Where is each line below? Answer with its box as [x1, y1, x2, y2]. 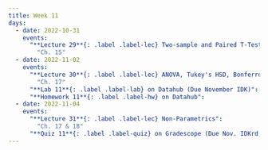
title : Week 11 [8, 11, 59, 20]
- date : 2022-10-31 [15, 26, 81, 34]
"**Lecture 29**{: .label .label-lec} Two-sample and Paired [29, 41, 238, 49]
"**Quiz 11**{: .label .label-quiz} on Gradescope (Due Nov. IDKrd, [29, 129, 262, 137]
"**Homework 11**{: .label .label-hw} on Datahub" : [29, 93, 205, 101]
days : [8, 19, 26, 27]
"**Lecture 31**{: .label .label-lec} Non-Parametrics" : [29, 115, 223, 123]
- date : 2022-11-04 [15, 100, 81, 108]
